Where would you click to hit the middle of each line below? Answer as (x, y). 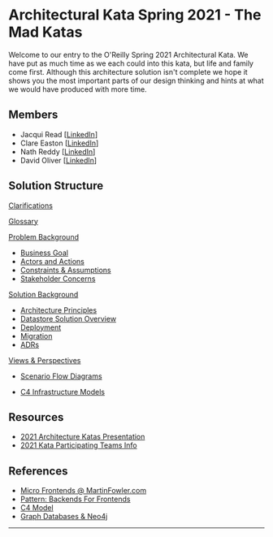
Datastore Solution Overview (68, 318)
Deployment (41, 327)
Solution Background (43, 294)
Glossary (24, 221)
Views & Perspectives (45, 360)
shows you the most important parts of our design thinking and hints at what (136, 80)
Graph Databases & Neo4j (64, 517)
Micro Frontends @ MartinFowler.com (83, 491)
